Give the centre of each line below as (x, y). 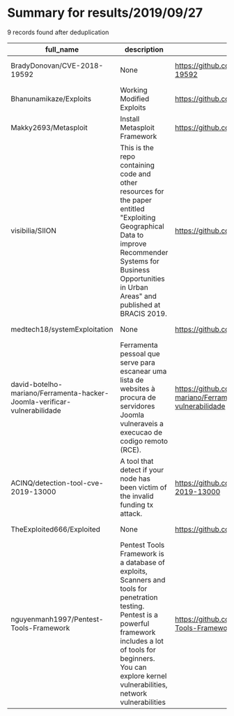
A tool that (137, 461)
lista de (132, 380)
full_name (62, 49)
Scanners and (143, 580)
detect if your (142, 469)
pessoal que (140, 353)
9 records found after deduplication (58, 32)
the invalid (137, 496)
